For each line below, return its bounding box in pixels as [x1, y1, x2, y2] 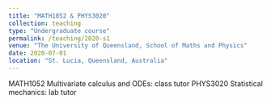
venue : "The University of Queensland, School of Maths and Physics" [8, 42, 248, 50]
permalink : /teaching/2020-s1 [8, 34, 111, 43]
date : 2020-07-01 [8, 49, 67, 57]
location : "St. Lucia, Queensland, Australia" [8, 57, 168, 65]
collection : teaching [8, 19, 82, 27]
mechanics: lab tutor [8, 87, 77, 97]
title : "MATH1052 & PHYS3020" [8, 11, 111, 20]
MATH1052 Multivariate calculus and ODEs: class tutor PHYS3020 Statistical [8, 78, 263, 89]
